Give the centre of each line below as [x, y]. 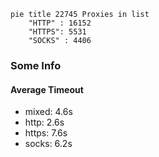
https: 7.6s [46, 133]
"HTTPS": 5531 [57, 32]
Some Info [36, 65]
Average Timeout [47, 89]
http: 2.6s [44, 122]
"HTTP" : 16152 [60, 23]
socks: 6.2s [48, 144]
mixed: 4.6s [48, 112]
